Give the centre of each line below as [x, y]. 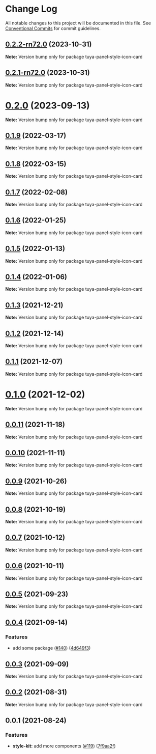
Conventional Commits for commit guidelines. [53, 28]
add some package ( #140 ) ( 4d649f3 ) [52, 648]
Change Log [31, 9]
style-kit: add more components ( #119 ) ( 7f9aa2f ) [64, 746]
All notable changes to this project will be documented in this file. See [78, 23]
